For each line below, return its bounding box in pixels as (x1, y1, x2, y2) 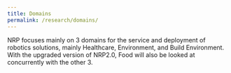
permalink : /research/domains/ (7, 17, 99, 24)
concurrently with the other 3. (7, 58, 93, 66)
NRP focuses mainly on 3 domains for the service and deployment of (7, 35, 206, 44)
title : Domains (7, 10, 52, 17)
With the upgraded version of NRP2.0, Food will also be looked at (7, 50, 195, 59)
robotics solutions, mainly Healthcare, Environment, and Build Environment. (7, 43, 225, 51)
